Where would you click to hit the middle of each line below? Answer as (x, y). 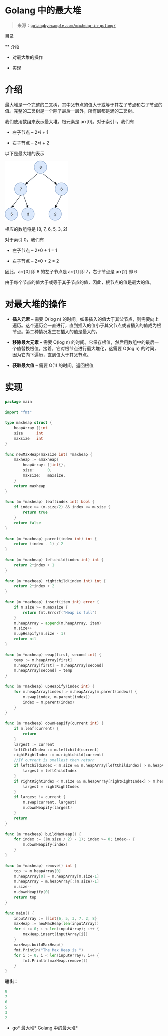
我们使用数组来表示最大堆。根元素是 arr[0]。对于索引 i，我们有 (70, 121)
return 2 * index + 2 (34, 586)
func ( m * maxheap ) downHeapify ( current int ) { (54, 723)
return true (36, 512)
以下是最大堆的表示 (25, 153)
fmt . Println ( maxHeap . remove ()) (56, 961)
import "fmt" (19, 412)
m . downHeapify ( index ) (46, 845)
